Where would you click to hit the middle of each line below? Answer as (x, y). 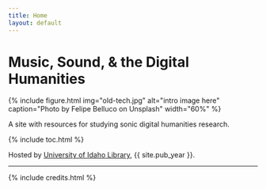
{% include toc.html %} (46, 140)
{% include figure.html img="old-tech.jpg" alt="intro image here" (114, 100)
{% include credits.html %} (52, 178)
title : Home (28, 15)
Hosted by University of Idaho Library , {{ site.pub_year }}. (102, 155)
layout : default (35, 23)
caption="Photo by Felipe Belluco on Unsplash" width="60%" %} (115, 109)
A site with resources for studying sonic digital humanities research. (119, 124)
